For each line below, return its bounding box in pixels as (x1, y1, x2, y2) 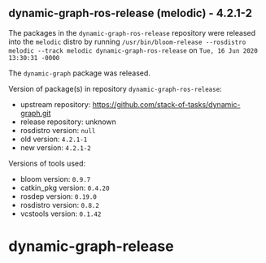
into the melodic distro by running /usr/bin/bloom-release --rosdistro (8, 37, 246, 46)
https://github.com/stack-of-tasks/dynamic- (92, 99, 241, 109)
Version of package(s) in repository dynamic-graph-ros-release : (8, 84, 222, 93)
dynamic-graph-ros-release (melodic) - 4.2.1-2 (8, 6, 252, 20)
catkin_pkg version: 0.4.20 (20, 183, 110, 192)
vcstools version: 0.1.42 (20, 209, 102, 218)
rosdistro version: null (20, 125, 96, 135)
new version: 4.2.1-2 (20, 142, 91, 153)
